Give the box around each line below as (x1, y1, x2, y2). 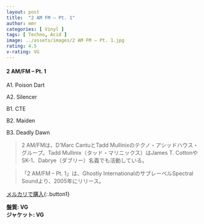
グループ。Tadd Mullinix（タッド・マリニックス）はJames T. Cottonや (21, 149, 198, 156)
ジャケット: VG (6, 211, 44, 218)
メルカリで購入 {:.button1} (6, 190, 70, 198)
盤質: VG (6, 203, 29, 211)
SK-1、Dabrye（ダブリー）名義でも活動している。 (21, 157, 148, 164)
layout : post (6, 9, 40, 15)
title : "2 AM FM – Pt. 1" (6, 15, 75, 21)
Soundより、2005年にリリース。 (21, 177, 105, 184)
